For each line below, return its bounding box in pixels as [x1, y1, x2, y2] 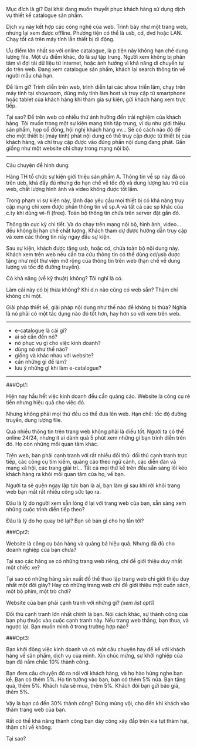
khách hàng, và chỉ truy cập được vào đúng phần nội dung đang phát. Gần [6, 139, 186, 145]
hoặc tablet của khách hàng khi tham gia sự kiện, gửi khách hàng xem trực [6, 96, 186, 103]
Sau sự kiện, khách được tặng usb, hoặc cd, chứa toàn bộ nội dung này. [6, 244, 179, 252]
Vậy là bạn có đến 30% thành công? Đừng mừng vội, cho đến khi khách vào [6, 700, 190, 706]
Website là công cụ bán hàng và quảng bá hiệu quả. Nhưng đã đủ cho [6, 540, 175, 547]
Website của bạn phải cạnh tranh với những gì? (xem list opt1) [6, 599, 155, 606]
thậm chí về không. [6, 723, 53, 731]
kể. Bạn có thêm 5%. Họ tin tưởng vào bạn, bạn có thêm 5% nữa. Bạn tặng [6, 676, 186, 683]
